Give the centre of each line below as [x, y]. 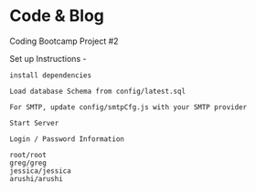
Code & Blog [57, 16]
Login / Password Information [67, 139]
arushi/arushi [37, 178]
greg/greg [28, 163]
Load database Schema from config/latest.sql [97, 91]
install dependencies [51, 75]
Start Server [34, 123]
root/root [28, 155]
